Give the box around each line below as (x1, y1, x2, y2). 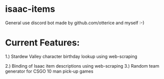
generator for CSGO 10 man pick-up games (5, 68, 94, 74)
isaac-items (5, 3, 55, 15)
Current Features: (5, 37, 80, 48)
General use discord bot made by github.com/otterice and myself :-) (5, 20, 145, 26)
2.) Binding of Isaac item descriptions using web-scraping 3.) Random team (5, 63, 160, 69)
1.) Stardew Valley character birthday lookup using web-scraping (5, 53, 138, 59)
